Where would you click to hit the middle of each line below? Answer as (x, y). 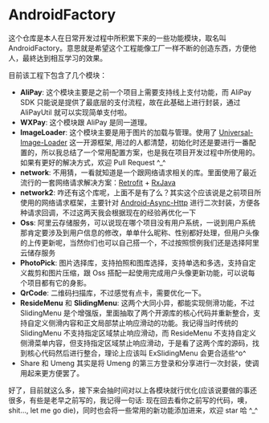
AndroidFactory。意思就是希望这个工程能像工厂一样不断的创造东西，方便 (129, 48)
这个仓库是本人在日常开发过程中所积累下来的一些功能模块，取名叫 (117, 38)
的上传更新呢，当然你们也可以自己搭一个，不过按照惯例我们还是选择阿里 (139, 242)
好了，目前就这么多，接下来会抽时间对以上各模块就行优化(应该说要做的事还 (133, 390)
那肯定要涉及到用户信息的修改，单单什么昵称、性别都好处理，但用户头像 (139, 232)
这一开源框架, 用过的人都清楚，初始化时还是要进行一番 (159, 142)
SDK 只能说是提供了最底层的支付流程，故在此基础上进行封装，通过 (130, 102)
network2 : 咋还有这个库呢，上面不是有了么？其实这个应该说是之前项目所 (141, 192)
